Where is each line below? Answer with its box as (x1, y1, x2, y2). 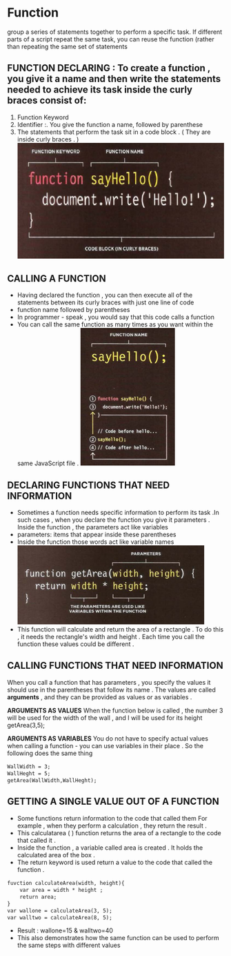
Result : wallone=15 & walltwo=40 (17, 926, 114, 935)
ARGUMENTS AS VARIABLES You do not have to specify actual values (7, 734, 209, 743)
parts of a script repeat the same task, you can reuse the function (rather (7, 35, 215, 43)
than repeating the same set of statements (7, 42, 128, 50)
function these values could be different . (17, 640, 134, 648)
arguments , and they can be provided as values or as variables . (7, 692, 192, 701)
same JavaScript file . (17, 459, 79, 467)
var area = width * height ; (19, 886, 103, 893)
